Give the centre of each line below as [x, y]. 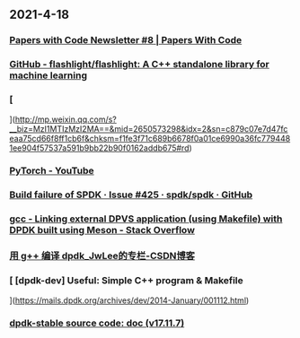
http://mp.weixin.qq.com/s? [66, 119]
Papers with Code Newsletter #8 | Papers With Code [126, 40]
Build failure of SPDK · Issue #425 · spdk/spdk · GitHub [131, 195]
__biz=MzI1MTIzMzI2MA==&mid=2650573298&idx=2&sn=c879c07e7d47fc [149, 128]
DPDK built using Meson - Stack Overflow [102, 230]
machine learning [49, 75]
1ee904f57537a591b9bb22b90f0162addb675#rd [99, 148]
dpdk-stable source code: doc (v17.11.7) [97, 324]
